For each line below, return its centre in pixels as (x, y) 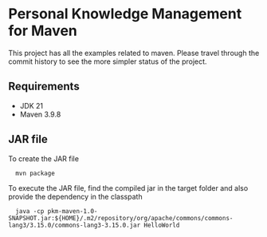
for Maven (43, 31)
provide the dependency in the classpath (75, 196)
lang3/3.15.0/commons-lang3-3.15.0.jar (75, 225)
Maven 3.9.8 (40, 114)
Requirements (44, 87)
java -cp (30, 211)
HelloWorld (162, 225)
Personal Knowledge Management (125, 14)
